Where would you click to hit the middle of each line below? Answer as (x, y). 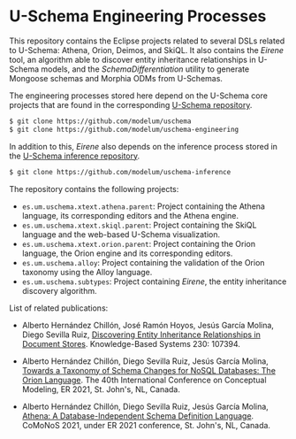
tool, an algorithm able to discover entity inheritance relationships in (133, 59)
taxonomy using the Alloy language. (87, 272)
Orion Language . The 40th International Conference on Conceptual (144, 380)
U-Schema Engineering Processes (138, 16)
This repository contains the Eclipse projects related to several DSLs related (147, 41)
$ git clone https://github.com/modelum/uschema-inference (120, 172)
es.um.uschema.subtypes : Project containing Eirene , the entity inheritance (154, 281)
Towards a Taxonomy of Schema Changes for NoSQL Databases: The (149, 370)
